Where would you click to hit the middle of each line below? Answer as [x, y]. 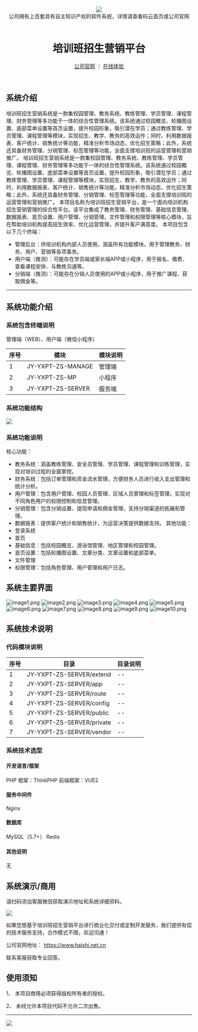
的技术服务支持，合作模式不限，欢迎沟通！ [58, 933]
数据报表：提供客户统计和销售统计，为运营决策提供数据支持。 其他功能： [103, 523]
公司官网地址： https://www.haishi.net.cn [56, 945]
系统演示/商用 [31, 886]
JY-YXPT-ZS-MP [52, 378]
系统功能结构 [24, 408]
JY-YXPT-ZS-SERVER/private [69, 722]
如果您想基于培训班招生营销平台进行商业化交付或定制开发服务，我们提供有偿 [99, 925]
